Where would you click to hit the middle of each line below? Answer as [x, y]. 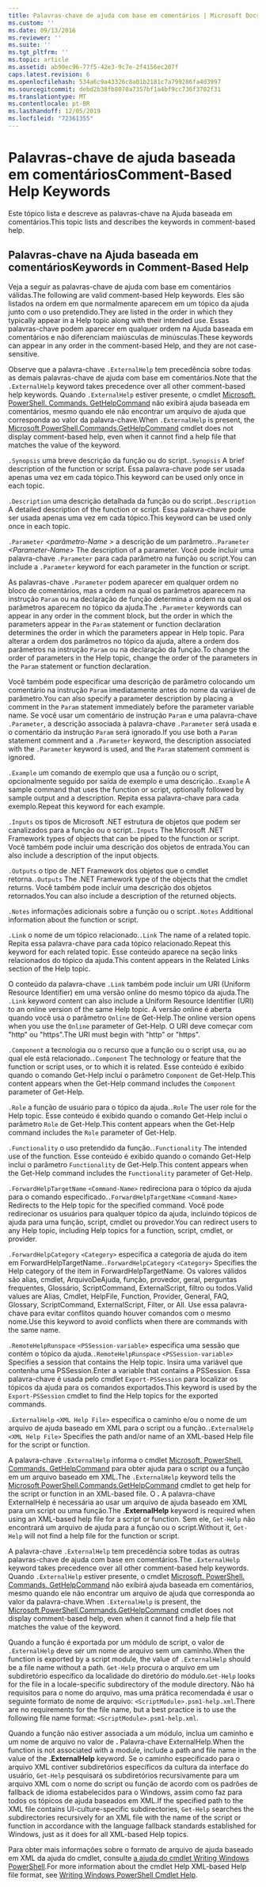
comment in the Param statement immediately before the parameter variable [131, 706]
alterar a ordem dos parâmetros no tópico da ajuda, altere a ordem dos [124, 641]
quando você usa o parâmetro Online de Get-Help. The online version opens [132, 1018]
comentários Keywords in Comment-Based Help [129, 267]
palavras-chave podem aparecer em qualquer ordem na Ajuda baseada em [131, 329]
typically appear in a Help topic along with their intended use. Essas [119, 320]
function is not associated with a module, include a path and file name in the [133, 1750]
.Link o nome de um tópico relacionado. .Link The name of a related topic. [130, 934]
